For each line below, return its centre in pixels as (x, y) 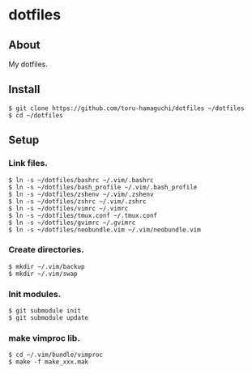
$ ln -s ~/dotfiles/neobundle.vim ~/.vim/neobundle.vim (105, 229)
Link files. (28, 164)
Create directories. (46, 250)
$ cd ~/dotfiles (36, 115)
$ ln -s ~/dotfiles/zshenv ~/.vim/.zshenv (81, 194)
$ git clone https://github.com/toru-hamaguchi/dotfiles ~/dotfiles (126, 108)
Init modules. (35, 294)
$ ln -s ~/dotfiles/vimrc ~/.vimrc (68, 208)
